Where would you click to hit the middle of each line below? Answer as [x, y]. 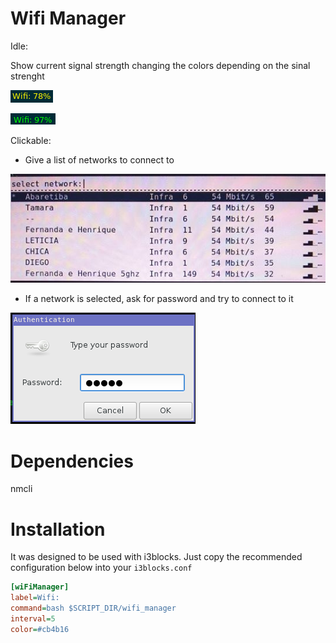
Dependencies [72, 461]
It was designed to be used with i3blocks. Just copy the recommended [156, 557]
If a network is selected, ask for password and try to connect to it [159, 299]
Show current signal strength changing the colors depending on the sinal [160, 65]
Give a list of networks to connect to [99, 159]
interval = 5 [33, 618]
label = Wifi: [35, 598]
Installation [58, 529]
